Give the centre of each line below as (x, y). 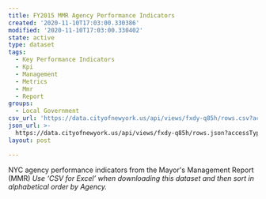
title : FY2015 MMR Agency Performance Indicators (92, 15)
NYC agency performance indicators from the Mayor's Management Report (131, 170)
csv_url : (23, 118)
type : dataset (32, 45)
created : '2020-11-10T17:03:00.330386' (74, 23)
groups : (21, 103)
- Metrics (31, 81)
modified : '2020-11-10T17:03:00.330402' (76, 30)
